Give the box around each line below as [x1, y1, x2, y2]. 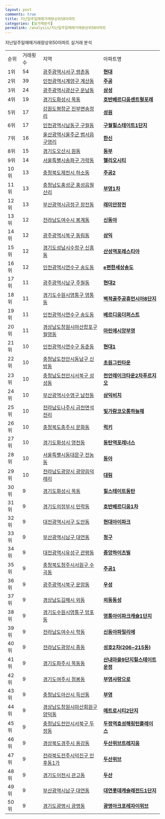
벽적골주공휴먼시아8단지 [103, 296, 157, 303]
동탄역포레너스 [103, 439, 136, 446]
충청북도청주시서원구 [43, 562, 88, 569]
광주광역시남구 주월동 [43, 279, 90, 286]
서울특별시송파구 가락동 [43, 157, 94, 164]
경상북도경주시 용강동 [43, 740, 90, 747]
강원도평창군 [43, 105, 70, 112]
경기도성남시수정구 [43, 244, 84, 251]
